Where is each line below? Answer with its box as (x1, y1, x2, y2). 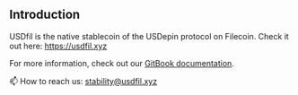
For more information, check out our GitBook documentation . (9, 57, 235, 68)
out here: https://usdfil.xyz (9, 40, 108, 51)
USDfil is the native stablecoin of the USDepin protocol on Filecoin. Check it (9, 30, 289, 41)
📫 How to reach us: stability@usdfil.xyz (9, 75, 158, 86)
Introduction (9, 7, 81, 22)
